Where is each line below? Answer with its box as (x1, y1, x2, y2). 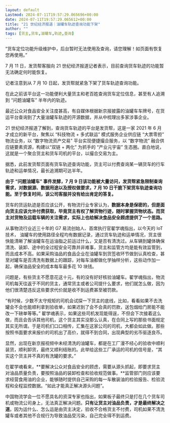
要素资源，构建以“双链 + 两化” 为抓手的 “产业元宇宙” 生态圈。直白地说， (14, 144, 164, 150)
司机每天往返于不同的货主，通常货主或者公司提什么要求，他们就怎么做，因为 (5, 280, 165, 286)
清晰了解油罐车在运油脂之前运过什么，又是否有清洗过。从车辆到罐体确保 (14, 238, 165, 244)
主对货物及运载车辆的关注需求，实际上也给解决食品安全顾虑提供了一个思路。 (5, 214, 165, 220)
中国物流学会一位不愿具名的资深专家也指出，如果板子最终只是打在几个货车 (5, 394, 160, 399)
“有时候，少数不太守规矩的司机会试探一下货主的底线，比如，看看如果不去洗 (5, 298, 163, 304)
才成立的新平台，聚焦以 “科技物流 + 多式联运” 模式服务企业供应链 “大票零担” (5, 132, 164, 137)
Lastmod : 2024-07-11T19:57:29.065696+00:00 (5, 12, 99, 17)
